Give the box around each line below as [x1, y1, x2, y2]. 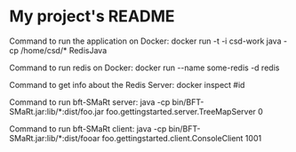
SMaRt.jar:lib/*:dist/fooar [9, 132, 100, 143]
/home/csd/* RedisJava [20, 44, 108, 55]
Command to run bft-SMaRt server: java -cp [9, 96, 171, 108]
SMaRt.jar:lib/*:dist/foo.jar [9, 106, 105, 116]
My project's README [9, 6, 175, 27]
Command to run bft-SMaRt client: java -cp [9, 123, 167, 134]
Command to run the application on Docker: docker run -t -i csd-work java [9, 36, 282, 46]
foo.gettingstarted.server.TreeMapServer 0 [106, 106, 264, 116]
